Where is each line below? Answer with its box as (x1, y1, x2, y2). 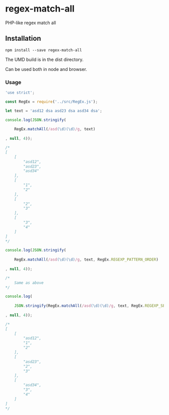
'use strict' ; (5, 90, 35, 96)
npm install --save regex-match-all (5, 47, 82, 53)
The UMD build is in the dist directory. (5, 56, 84, 62)
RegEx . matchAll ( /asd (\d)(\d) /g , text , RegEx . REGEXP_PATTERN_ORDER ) (14, 257, 158, 262)
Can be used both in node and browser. (5, 66, 87, 72)
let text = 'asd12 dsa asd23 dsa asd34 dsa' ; (5, 108, 102, 113)
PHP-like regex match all (5, 20, 56, 26)
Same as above (14, 280, 44, 285)
